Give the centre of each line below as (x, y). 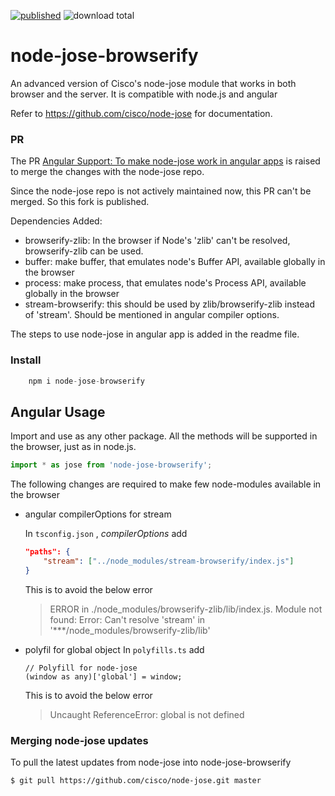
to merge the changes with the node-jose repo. (107, 172)
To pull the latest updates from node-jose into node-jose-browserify (151, 762)
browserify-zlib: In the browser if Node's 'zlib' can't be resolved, (157, 241)
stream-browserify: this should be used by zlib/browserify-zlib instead (170, 304)
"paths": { (47, 552)
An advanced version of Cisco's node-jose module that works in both (153, 83)
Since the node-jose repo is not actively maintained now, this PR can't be (161, 191)
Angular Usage (58, 411)
